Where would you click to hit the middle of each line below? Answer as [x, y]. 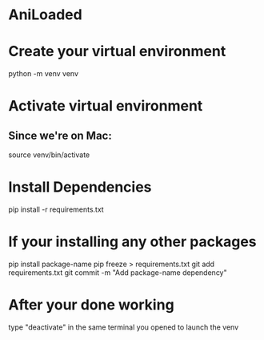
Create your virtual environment [117, 52]
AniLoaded [45, 15]
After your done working [91, 305]
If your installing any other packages [133, 242]
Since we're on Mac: [60, 135]
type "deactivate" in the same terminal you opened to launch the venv [124, 327]
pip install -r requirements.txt [56, 209]
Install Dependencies [80, 187]
